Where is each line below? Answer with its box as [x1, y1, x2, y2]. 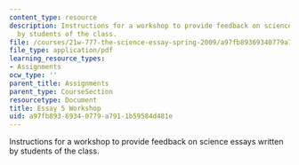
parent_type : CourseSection [9, 87, 114, 96]
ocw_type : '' [9, 71, 58, 80]
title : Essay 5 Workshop [9, 104, 101, 113]
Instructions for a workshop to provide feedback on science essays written [9, 137, 284, 147]
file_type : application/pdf [9, 46, 114, 55]
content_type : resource [9, 12, 98, 22]
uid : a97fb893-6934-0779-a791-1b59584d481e [9, 112, 174, 121]
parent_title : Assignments [9, 79, 109, 88]
